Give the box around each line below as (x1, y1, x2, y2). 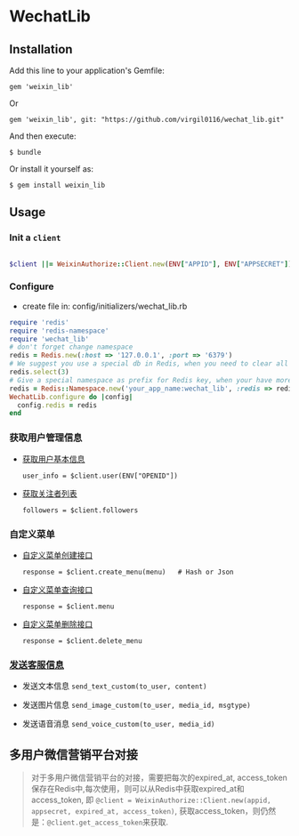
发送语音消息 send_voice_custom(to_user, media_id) (21, 719, 215, 729)
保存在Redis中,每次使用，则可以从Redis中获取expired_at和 (30, 784, 245, 794)
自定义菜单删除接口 (21, 618, 93, 629)
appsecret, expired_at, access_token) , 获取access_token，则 (30, 806, 261, 816)
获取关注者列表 (21, 487, 77, 499)
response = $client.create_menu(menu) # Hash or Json (21, 567, 234, 576)
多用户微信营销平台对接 (9, 747, 138, 762)
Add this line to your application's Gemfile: (9, 65, 165, 76)
